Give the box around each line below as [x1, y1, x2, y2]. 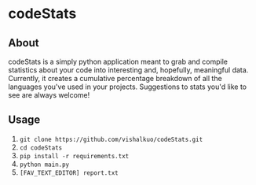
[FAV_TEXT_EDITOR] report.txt [19, 168, 119, 177]
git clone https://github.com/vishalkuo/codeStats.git [19, 135, 203, 143]
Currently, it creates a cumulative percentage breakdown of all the [8, 74, 222, 83]
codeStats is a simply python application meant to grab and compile [8, 57, 229, 66]
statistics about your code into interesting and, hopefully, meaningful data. [8, 65, 249, 75]
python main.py [19, 161, 70, 168]
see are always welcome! [8, 91, 90, 99]
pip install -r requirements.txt [19, 152, 130, 160]
